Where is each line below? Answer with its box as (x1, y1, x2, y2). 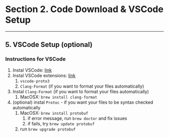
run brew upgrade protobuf (20, 126, 76, 132)
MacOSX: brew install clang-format (20, 94, 98, 100)
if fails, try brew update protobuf (27, 120, 95, 126)
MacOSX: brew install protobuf (20, 110, 89, 116)
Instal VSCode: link (12, 67, 52, 73)
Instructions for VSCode (5, 55, 66, 62)
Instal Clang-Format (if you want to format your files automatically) (12, 88, 149, 94)
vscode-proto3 (20, 79, 50, 84)
